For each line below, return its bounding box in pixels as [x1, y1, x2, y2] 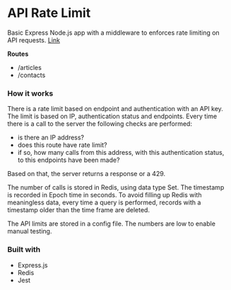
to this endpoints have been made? [17, 156, 120, 164]
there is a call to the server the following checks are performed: [7, 120, 193, 128]
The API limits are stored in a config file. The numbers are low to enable [7, 219, 215, 228]
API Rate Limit [7, 5, 91, 21]
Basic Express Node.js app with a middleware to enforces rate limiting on [7, 28, 220, 37]
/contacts [17, 71, 46, 79]
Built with [7, 245, 41, 255]
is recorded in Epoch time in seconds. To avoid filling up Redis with [7, 191, 202, 199]
